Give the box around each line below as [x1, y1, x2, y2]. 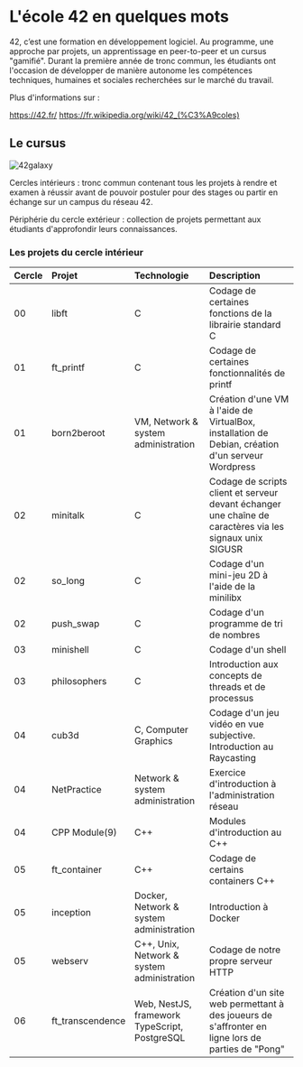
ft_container [50, 864, 102, 877]
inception [50, 906, 92, 919]
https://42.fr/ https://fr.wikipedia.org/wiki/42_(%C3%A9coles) [9, 109, 241, 120]
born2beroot [50, 427, 106, 440]
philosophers [50, 675, 107, 688]
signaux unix [208, 532, 263, 544]
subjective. [208, 729, 256, 742]
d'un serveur [208, 450, 263, 462]
